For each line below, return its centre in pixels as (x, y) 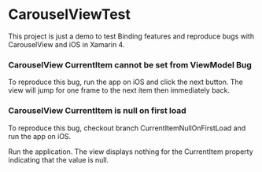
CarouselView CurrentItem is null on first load (97, 111)
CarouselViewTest (70, 15)
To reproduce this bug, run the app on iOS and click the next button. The (126, 82)
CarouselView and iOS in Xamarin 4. (66, 44)
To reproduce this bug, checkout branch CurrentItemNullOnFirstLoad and (127, 128)
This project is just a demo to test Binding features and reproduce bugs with (131, 36)
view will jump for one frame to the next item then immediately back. (119, 90)
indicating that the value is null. (59, 159)
